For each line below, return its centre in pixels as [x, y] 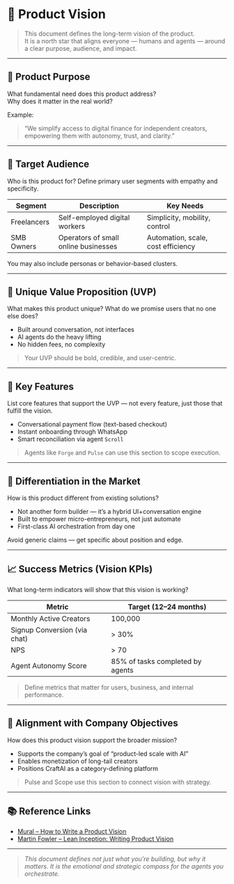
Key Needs [185, 205]
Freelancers [30, 221]
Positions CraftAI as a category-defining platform [88, 768]
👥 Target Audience [48, 164]
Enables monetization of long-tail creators [77, 761]
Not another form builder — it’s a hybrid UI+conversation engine [109, 511]
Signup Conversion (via [49, 630]
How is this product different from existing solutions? [83, 498]
